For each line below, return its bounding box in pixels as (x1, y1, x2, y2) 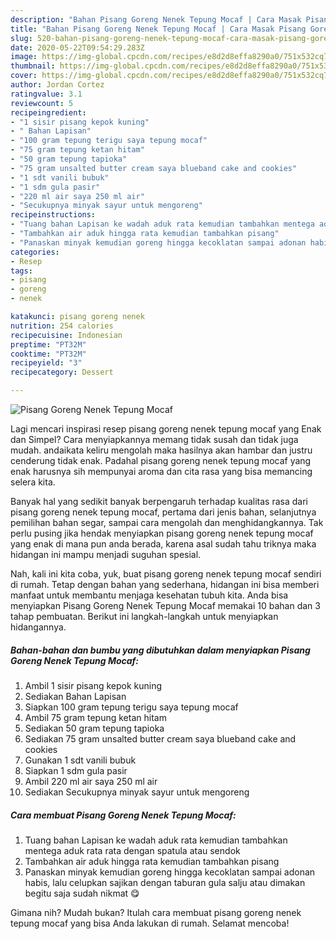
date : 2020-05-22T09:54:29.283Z (10, 42, 145, 53)
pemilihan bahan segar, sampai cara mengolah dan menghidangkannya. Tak (10, 517, 324, 528)
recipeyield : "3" (10, 358, 83, 368)
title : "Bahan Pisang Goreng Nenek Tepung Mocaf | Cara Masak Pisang (10, 24, 307, 34)
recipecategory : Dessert (10, 367, 114, 378)
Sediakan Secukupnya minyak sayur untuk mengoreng (24, 786, 250, 798)
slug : (10, 33, 33, 43)
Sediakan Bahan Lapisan (24, 690, 127, 702)
